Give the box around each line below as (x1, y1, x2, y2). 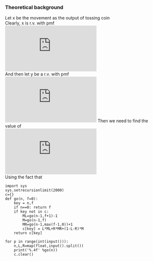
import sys (5, 184, 27, 189)
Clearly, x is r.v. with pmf (5, 20, 55, 26)
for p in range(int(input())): (5, 239, 69, 244)
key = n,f (14, 201, 34, 206)
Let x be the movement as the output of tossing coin (5, 15, 110, 21)
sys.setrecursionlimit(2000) (5, 188, 64, 193)
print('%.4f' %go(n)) (14, 248, 57, 253)
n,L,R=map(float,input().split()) (14, 243, 84, 248)
